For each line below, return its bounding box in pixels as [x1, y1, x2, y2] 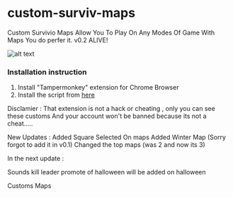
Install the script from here [17, 90, 96, 100]
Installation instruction [7, 67, 87, 77]
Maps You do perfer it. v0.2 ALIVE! [7, 35, 108, 44]
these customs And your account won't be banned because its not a [7, 112, 207, 121]
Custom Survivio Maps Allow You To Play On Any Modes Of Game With [7, 28, 215, 37]
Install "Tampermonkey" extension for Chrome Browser [17, 83, 179, 92]
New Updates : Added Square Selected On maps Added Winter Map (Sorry [7, 133, 227, 142]
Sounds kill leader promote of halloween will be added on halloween [7, 168, 207, 177]
